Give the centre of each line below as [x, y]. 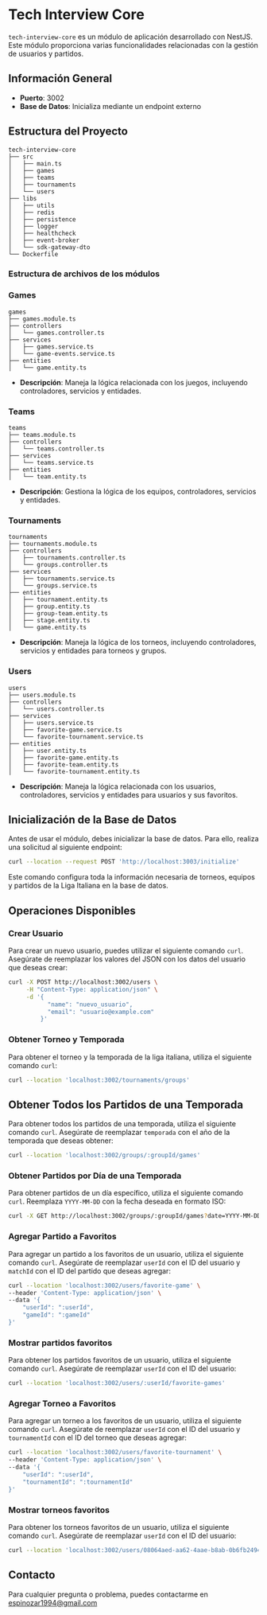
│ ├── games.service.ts [51, 347]
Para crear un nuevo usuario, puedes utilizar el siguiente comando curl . [126, 951]
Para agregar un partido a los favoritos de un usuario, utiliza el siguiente [126, 1254]
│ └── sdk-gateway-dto [49, 247]
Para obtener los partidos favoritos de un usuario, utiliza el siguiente [120, 1360]
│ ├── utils [32, 205]
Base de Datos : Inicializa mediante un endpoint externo [110, 106]
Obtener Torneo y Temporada [66, 1040]
